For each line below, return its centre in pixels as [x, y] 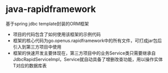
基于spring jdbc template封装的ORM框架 [47, 23]
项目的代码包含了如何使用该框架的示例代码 [57, 34]
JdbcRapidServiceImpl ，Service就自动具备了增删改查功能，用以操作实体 [88, 59]
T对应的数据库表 [30, 65]
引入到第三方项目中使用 [37, 46]
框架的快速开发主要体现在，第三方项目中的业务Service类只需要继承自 [84, 53]
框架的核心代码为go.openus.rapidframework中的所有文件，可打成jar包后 [87, 40]
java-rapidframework [51, 9]
